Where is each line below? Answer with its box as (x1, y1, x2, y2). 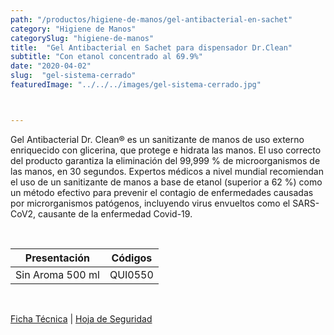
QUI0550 (109, 267, 154, 281)
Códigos (111, 251, 153, 265)
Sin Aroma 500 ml (15, 267, 100, 281)
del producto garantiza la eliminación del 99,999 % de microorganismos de (10, 154, 321, 166)
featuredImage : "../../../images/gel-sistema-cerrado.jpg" (10, 80, 262, 90)
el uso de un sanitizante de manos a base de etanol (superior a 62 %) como (10, 176, 323, 188)
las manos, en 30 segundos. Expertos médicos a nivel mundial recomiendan (10, 165, 324, 177)
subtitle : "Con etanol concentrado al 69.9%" (10, 52, 203, 62)
